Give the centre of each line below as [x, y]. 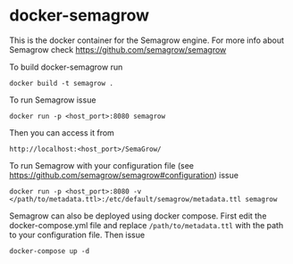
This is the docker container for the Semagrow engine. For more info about [146, 40]
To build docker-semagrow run [66, 67]
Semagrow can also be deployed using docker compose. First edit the [138, 216]
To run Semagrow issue [53, 100]
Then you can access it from [62, 132]
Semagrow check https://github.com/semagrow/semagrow [118, 49]
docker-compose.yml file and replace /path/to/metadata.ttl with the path [146, 225]
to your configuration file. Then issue [77, 235]
